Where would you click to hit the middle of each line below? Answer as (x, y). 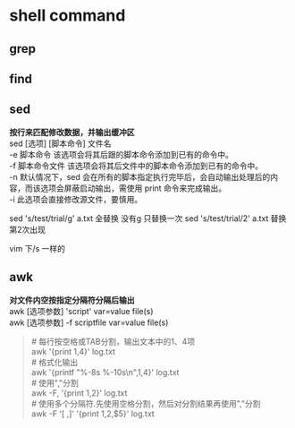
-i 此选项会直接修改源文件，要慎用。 (76, 199)
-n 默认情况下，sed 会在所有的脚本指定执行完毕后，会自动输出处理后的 (140, 176)
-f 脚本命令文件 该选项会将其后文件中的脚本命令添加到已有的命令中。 (136, 166)
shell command (67, 16)
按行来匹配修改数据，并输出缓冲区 (72, 132)
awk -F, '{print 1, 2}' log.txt (79, 393)
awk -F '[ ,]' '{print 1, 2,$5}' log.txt (93, 414)
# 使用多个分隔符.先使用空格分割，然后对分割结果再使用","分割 (146, 403)
